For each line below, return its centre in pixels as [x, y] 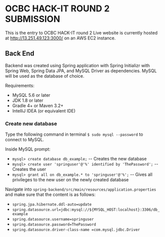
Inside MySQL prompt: [28, 149]
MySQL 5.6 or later [31, 95]
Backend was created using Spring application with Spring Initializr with [78, 65]
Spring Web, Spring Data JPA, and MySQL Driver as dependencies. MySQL [81, 71]
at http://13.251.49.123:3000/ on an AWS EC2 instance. [60, 38]
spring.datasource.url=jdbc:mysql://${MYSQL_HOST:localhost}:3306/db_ [86, 210]
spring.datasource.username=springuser [53, 219]
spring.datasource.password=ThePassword [54, 225]
